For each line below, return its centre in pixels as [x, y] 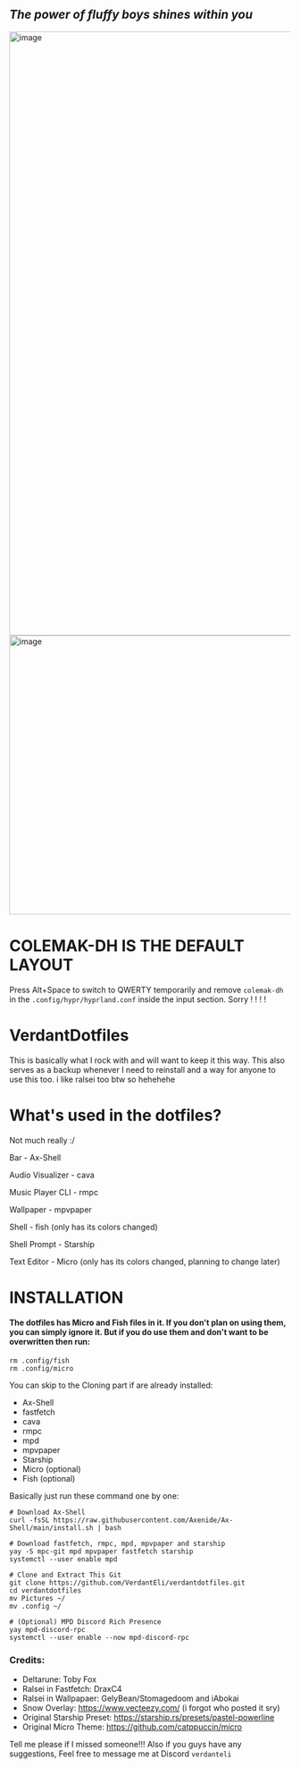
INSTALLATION [66, 1297]
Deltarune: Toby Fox [59, 1679]
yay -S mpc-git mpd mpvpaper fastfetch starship [101, 1551]
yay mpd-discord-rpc [48, 1630]
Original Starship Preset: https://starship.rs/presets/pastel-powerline [148, 1718]
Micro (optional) [52, 1469]
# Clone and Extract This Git [66, 1575]
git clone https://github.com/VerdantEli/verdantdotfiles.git [127, 1583]
